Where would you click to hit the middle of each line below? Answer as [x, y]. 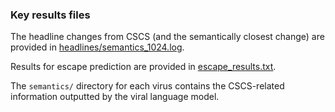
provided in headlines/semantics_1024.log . [97, 47]
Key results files [50, 15]
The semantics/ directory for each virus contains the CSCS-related [147, 86]
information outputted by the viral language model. [115, 97]
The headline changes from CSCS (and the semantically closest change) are [167, 37]
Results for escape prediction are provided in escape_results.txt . [143, 67]
